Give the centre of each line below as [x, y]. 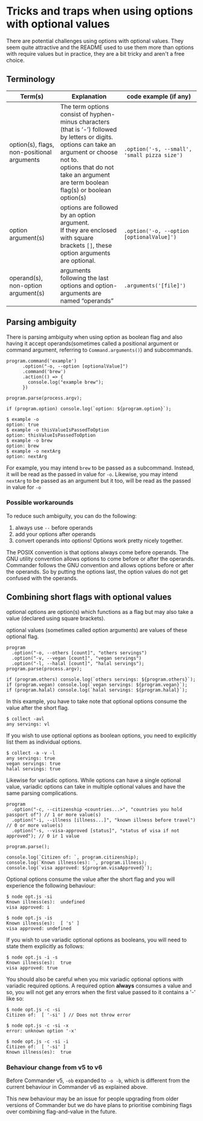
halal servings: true [34, 769]
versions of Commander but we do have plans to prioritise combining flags [99, 1105]
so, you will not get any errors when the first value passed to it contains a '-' [101, 992]
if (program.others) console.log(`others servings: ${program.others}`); [101, 679]
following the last [84, 278]
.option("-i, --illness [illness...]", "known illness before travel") [104, 820]
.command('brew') [44, 371]
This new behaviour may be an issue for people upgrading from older [92, 1099]
